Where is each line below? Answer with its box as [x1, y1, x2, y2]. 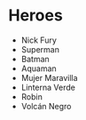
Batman [20, 53, 50, 64]
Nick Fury [20, 35, 57, 45]
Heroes [8, 5, 63, 26]
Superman [20, 44, 59, 54]
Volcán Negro [20, 100, 72, 111]
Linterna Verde [20, 82, 76, 92]
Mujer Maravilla [20, 72, 78, 83]
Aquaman [20, 63, 57, 74]
